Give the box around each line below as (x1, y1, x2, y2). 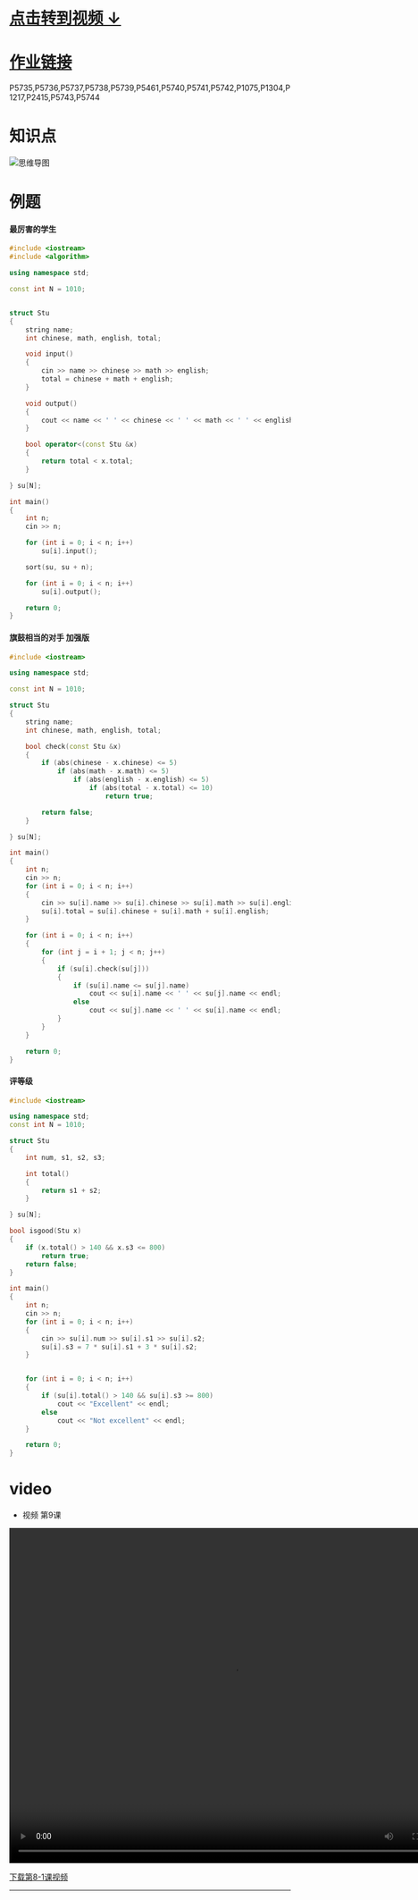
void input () (25, 349, 74, 358)
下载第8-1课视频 (9, 1871, 69, 1882)
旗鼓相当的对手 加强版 (9, 632, 90, 643)
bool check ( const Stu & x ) (25, 742, 122, 751)
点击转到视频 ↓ (9, 8, 121, 29)
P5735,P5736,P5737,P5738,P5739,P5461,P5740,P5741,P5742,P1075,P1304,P (9, 82, 291, 94)
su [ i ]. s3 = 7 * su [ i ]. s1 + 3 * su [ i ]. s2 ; (41, 1342, 198, 1351)
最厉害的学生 (9, 223, 56, 234)
